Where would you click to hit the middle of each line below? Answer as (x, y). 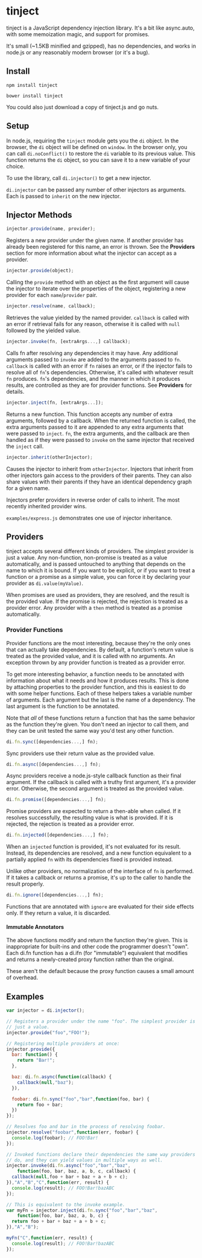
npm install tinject (32, 85)
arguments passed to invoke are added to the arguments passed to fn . (94, 359)
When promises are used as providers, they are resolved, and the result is (98, 595)
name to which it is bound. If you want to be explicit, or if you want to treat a (101, 570)
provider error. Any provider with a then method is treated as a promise (94, 608)
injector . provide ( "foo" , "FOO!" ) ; (48, 1033)
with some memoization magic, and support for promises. (78, 34)
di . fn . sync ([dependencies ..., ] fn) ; (52, 742)
